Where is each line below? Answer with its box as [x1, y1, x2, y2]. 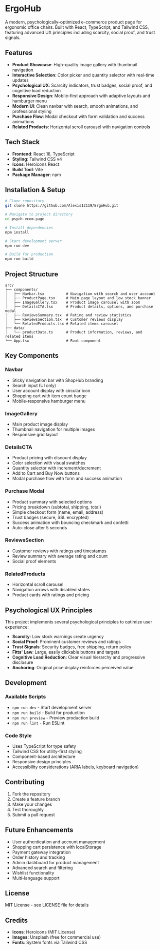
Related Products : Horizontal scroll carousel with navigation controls [12, 124, 151, 130]
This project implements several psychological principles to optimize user [5, 619, 152, 624]
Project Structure [5, 270, 58, 278]
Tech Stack [5, 138, 40, 146]
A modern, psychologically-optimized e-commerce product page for [5, 19, 142, 25]
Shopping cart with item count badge [12, 393, 87, 399]
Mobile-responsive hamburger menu [12, 398, 86, 404]
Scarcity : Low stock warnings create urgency [12, 633, 104, 639]
